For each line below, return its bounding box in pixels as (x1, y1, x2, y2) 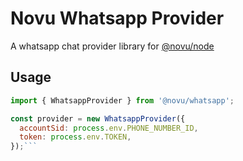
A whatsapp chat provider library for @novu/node (10, 40, 215, 52)
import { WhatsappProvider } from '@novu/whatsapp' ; (10, 95, 235, 106)
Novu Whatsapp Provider (10, 7, 225, 30)
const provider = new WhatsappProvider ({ (10, 113, 186, 124)
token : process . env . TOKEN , (19, 132, 132, 142)
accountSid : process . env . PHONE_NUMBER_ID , (19, 123, 199, 133)
